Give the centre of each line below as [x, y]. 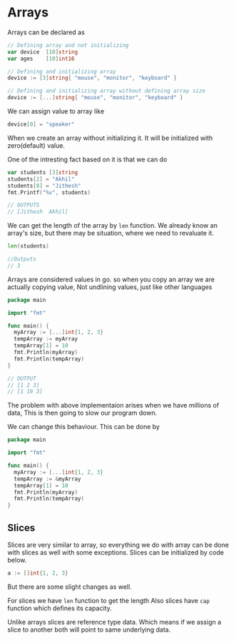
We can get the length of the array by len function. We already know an [112, 226]
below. [17, 560]
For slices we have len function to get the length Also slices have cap [109, 600]
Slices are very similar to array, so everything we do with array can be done [118, 545]
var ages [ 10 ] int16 [41, 59]
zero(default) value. [36, 145]
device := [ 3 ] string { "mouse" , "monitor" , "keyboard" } [92, 78]
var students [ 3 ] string [43, 172]
